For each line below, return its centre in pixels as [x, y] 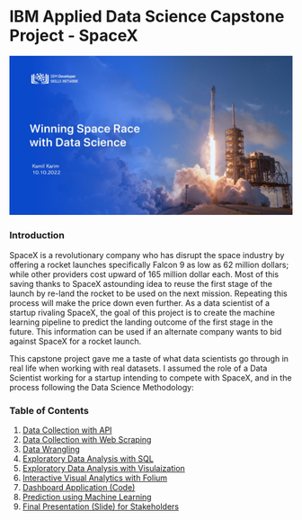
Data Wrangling [51, 449]
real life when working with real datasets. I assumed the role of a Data [138, 368]
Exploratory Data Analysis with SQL [88, 459]
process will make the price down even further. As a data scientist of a [140, 302]
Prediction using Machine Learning [87, 498]
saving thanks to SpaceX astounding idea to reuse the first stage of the [141, 283]
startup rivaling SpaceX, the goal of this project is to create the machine [142, 312]
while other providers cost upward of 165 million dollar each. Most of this [144, 274]
